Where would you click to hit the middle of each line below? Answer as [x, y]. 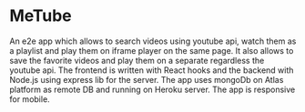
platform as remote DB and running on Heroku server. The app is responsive [152, 89]
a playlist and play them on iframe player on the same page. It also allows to [152, 50]
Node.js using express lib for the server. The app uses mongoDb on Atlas [147, 79]
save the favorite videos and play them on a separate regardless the [137, 60]
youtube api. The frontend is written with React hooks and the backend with [152, 70]
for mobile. [30, 99]
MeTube [41, 16]
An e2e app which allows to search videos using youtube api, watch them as [153, 41]
